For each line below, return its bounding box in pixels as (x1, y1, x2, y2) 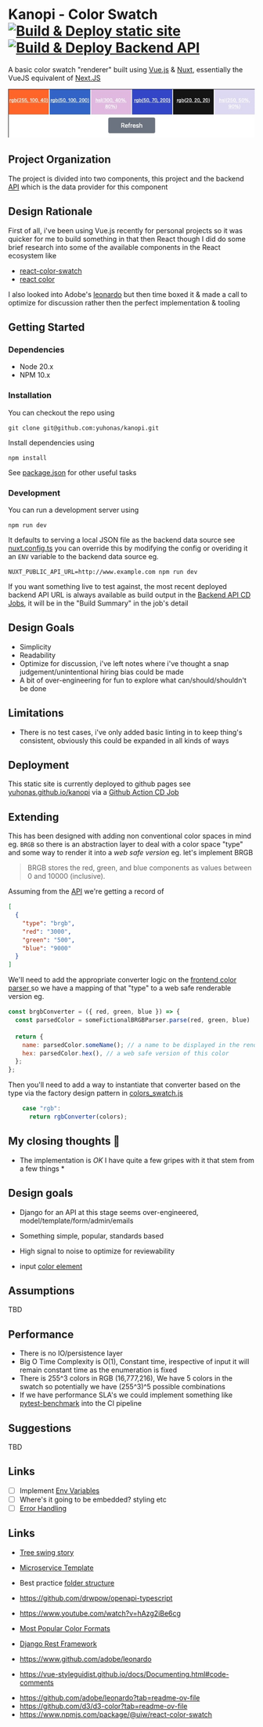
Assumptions (8, 1284, 75, 1297)
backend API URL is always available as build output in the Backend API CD (8, 590, 251, 599)
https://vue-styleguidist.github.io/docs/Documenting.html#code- (19, 1669, 229, 1678)
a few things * (19, 1164, 65, 1173)
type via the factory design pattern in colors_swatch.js (8, 1089, 184, 1098)
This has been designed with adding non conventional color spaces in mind (8, 831, 252, 841)
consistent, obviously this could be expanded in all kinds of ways (19, 736, 229, 745)
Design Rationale (8, 205, 93, 218)
